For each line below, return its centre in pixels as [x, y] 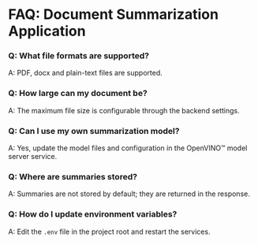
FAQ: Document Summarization [114, 15]
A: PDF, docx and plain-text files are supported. [86, 73]
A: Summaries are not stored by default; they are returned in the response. [129, 194]
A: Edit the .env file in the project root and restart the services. [109, 231]
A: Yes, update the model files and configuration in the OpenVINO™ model [128, 148]
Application [47, 31]
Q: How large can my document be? [78, 94]
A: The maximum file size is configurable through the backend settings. [124, 110]
